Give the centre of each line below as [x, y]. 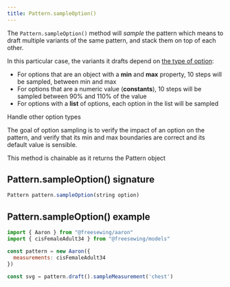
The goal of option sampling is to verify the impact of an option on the [106, 130]
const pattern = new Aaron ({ [49, 251]
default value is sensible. [42, 144]
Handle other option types [44, 117]
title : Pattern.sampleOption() [52, 13]
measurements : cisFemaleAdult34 [60, 257]
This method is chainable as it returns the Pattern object [87, 158]
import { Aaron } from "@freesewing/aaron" [70, 233]
